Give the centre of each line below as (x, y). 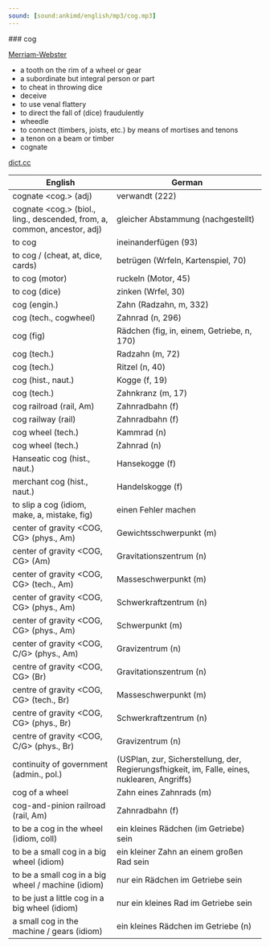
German (187, 182)
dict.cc (20, 163)
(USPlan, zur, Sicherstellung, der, (179, 759)
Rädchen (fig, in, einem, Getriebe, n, (184, 331)
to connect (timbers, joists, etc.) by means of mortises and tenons (129, 130)
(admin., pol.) (37, 774)
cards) (25, 265)
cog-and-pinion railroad (59, 805)
